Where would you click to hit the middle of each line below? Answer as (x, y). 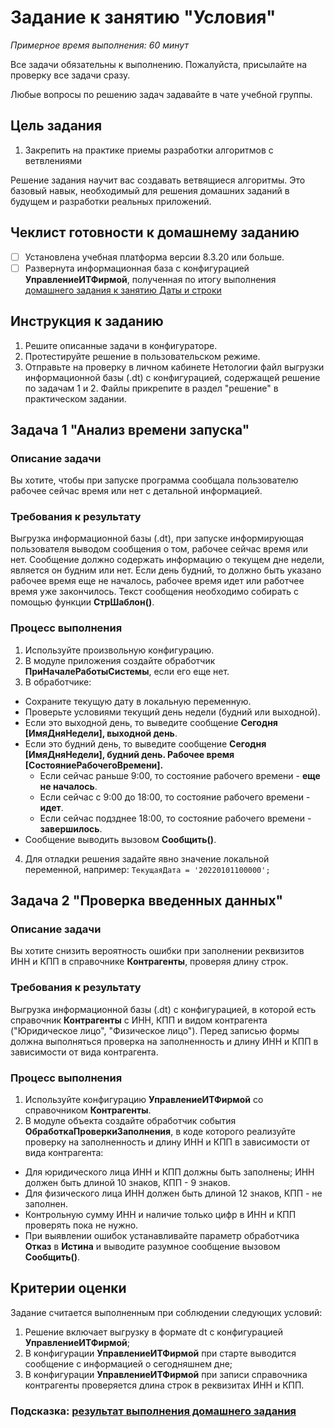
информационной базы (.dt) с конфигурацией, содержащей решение (172, 377)
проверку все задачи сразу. (70, 75)
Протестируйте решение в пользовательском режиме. (142, 356)
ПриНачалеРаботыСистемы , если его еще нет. (127, 671)
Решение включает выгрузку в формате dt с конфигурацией (153, 1332)
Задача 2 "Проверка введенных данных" (147, 901)
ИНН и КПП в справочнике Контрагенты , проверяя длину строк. (149, 962)
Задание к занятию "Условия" (143, 17)
